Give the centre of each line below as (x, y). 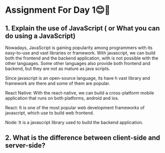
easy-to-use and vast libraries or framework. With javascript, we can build (80, 53)
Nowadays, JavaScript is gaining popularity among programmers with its (79, 48)
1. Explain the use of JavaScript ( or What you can (82, 28)
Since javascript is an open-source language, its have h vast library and (78, 78)
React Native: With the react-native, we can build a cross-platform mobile (80, 93)
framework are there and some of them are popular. (58, 83)
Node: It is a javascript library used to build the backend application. (74, 122)
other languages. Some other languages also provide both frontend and (78, 63)
